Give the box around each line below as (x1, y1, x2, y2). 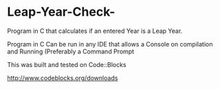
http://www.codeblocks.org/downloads (7, 73, 118, 82)
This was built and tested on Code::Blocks (7, 60, 126, 68)
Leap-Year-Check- (7, 4, 115, 20)
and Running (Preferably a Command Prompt (7, 47, 135, 55)
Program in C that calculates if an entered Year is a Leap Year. (7, 27, 183, 35)
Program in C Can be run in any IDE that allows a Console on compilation (7, 40, 213, 48)
